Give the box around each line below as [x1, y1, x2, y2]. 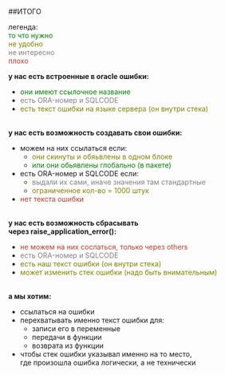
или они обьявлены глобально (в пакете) [31, 160, 172, 170]
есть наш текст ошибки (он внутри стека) [19, 259, 162, 268]
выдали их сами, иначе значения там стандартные [31, 177, 206, 187]
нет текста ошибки [19, 195, 85, 203]
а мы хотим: [8, 291, 52, 301]
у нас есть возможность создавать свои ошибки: [8, 128, 183, 137]
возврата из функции [31, 341, 104, 350]
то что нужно [8, 31, 53, 40]
